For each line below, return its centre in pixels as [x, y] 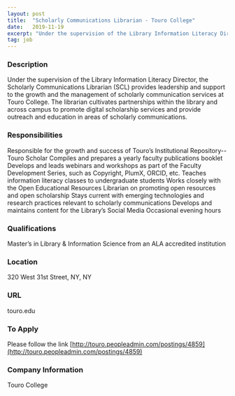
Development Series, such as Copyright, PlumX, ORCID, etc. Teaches [107, 173]
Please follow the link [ [40, 344]
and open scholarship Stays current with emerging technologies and [106, 195]
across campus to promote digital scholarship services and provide [104, 110]
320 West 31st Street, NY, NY [50, 277]
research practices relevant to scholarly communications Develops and [109, 203]
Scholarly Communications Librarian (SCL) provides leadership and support [116, 87]
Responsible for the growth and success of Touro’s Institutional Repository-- [117, 150]
